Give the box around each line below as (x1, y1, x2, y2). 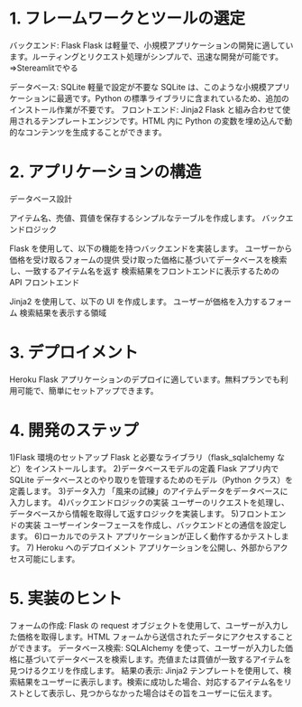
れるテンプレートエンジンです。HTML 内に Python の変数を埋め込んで (24, 115, 285, 126)
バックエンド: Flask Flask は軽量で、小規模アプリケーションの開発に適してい (9, 40, 294, 51)
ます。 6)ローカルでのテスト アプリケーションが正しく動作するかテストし (9, 530, 281, 542)
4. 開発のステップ (9, 421, 140, 441)
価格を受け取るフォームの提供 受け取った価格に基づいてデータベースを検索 (9, 254, 288, 265)
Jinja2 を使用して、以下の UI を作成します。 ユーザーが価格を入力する (9, 295, 269, 307)
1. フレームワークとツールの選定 (9, 8, 246, 29)
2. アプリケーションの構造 (9, 162, 202, 182)
